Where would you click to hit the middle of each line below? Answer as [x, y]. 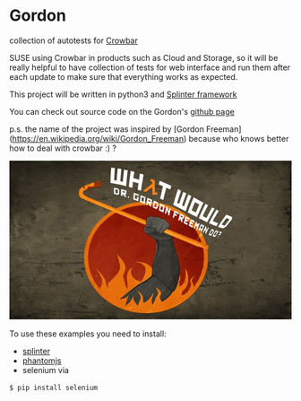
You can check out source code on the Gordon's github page [122, 111]
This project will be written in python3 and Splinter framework [123, 94]
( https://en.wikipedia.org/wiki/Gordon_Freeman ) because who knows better [149, 138]
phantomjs [42, 361]
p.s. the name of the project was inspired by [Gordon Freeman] [125, 129]
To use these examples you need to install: [88, 334]
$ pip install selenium [54, 388]
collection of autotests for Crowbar [74, 40]
